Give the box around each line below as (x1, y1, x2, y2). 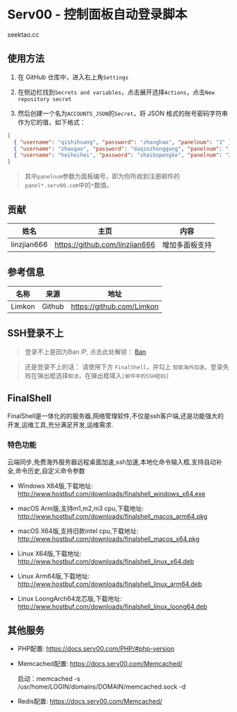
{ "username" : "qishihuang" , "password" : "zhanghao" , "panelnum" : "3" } (13, 139, 232, 146)
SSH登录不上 (7, 327, 64, 340)
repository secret (17, 96, 72, 103)
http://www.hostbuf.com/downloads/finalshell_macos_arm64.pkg (17, 512, 208, 520)
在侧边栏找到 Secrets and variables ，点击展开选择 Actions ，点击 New (17, 88, 215, 96)
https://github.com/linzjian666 (54, 239, 156, 249)
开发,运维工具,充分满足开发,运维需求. (7, 420, 114, 429)
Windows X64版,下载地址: (17, 481, 93, 490)
